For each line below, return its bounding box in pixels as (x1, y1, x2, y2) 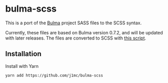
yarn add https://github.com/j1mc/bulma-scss (5, 73, 103, 78)
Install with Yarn (5, 63, 39, 69)
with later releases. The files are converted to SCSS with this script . (5, 35, 146, 41)
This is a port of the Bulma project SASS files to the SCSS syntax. (5, 20, 142, 26)
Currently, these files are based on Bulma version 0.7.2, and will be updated (5, 29, 163, 35)
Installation (5, 50, 42, 58)
